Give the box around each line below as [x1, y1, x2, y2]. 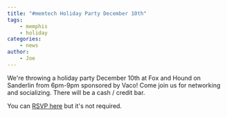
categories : [7, 36, 42, 43]
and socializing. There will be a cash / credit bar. [7, 88, 145, 96]
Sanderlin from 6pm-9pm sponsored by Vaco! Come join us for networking [7, 81, 221, 89]
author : [7, 49, 30, 56]
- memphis [19, 23, 48, 30]
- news [19, 42, 39, 49]
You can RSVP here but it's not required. [7, 101, 122, 110]
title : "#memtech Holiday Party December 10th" [7, 10, 147, 17]
